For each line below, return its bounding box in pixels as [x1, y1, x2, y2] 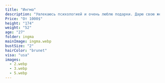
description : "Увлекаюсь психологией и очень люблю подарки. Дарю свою [5, 12, 155, 17]
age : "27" [5, 30, 26, 35]
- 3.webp [9, 66, 27, 71]
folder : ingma [5, 35, 34, 40]
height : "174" [5, 21, 34, 26]
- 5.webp [9, 71, 27, 76]
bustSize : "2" [5, 43, 34, 48]
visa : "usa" [5, 52, 29, 58]
